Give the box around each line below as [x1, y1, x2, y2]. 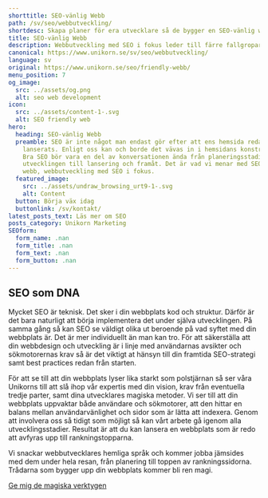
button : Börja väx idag [15, 197, 94, 205]
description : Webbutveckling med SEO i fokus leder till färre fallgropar [8, 41, 262, 49]
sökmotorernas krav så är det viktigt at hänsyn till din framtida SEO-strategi [8, 350, 256, 359]
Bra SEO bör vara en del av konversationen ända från [22, 152, 205, 160]
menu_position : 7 [8, 71, 66, 79]
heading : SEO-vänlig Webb [15, 130, 102, 138]
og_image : [8, 78, 41, 86]
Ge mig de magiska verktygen [8, 480, 107, 491]
